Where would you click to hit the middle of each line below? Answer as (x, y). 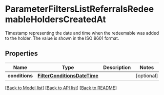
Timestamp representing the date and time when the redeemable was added (82, 33)
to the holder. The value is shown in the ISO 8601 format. (62, 38)
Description (117, 67)
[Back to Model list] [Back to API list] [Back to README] (61, 88)
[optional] (147, 75)
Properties (21, 54)
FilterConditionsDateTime (68, 75)
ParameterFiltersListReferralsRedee (80, 9)
